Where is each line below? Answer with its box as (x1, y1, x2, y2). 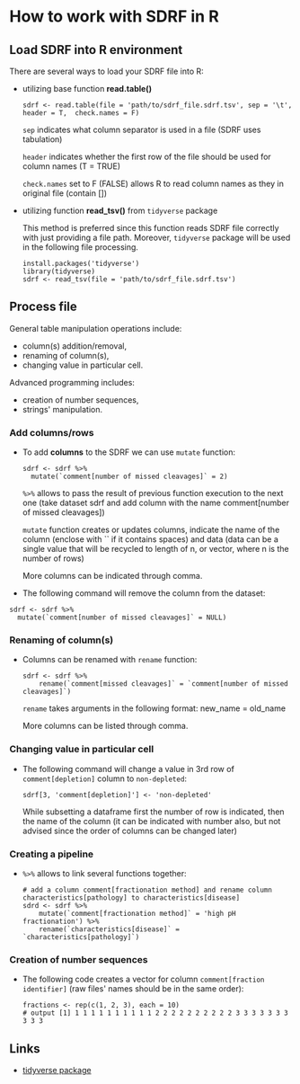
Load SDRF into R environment (9, 42, 183, 58)
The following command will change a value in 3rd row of (22, 763, 235, 774)
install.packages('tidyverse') (22, 259, 140, 268)
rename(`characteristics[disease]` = (39, 925, 180, 934)
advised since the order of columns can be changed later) (22, 825, 238, 836)
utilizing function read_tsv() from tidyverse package (22, 205, 218, 216)
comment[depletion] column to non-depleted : (22, 773, 187, 784)
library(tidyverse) (22, 267, 96, 276)
